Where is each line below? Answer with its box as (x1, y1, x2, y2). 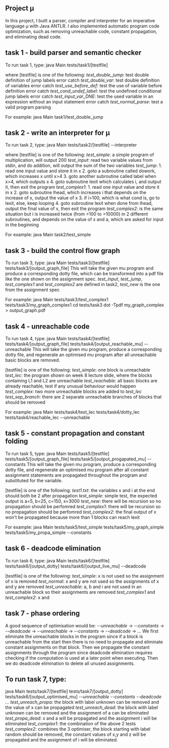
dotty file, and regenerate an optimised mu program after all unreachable (5, 352, 157, 358)
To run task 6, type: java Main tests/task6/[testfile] (5, 557, 110, 563)
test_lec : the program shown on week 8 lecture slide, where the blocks (5, 372, 152, 378)
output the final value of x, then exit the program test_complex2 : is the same (5, 205, 163, 212)
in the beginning (5, 222, 39, 228)
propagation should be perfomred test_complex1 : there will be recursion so (5, 503, 161, 509)
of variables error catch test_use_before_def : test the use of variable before (5, 82, 162, 88)
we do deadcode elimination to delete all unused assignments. (5, 660, 135, 666)
